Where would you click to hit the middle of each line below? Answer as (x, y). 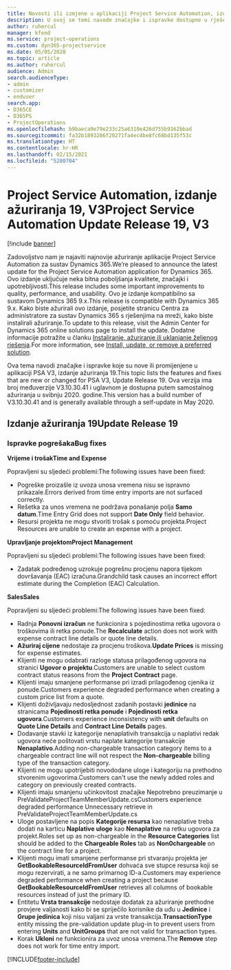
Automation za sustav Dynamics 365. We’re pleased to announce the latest (112, 264)
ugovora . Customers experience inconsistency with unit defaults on (112, 719)
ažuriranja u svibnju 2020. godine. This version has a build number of (104, 394)
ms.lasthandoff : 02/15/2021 (47, 155)
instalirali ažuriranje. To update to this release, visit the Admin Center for (108, 323)
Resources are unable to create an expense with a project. (100, 529)
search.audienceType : (38, 78)
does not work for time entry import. (68, 946)
